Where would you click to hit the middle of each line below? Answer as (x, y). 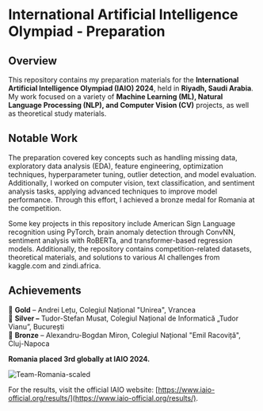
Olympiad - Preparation (87, 31)
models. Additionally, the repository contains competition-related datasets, (130, 248)
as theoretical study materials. (57, 113)
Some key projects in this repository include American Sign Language (122, 223)
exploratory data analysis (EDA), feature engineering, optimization (116, 166)
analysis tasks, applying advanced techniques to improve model (113, 191)
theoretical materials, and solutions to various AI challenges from (114, 257)
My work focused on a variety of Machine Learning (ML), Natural (116, 96)
